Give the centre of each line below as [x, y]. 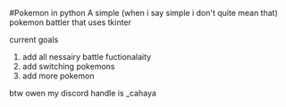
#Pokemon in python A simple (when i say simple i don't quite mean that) [144, 13]
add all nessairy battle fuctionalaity [87, 57]
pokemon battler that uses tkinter [71, 22]
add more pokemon [58, 76]
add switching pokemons [68, 66]
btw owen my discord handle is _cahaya [83, 93]
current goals [34, 40]
